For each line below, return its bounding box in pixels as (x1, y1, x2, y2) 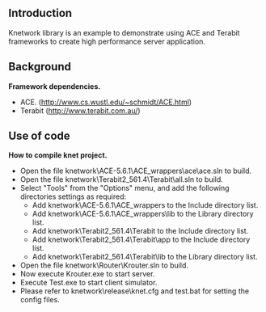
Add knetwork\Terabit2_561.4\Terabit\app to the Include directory (32, 234, 251, 245)
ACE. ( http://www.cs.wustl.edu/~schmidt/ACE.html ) (19, 97, 192, 107)
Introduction (8, 6, 73, 20)
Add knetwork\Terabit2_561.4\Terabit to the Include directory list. (32, 226, 249, 236)
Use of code (8, 129, 70, 143)
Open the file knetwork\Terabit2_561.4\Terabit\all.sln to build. (19, 175, 224, 184)
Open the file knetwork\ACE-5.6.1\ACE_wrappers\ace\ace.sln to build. (19, 166, 252, 176)
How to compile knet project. (8, 150, 108, 160)
